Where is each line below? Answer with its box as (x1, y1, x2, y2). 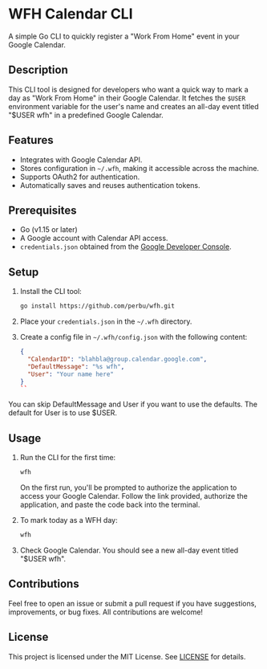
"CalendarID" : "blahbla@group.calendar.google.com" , (27, 355, 208, 363)
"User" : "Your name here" (27, 370, 114, 378)
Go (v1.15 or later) (19, 225, 78, 235)
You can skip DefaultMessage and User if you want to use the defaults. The (8, 399, 258, 410)
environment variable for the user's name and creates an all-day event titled (8, 101, 259, 111)
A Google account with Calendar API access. (19, 234, 168, 243)
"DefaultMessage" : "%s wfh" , (27, 362, 125, 370)
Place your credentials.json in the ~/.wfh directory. (19, 316, 192, 326)
